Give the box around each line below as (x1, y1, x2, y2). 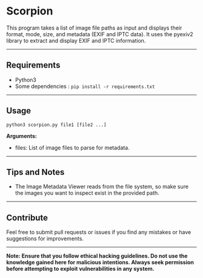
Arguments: (6, 132, 37, 139)
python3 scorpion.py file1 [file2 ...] (6, 122, 107, 128)
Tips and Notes (6, 167, 65, 177)
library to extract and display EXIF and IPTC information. (6, 37, 146, 44)
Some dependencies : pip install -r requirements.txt (14, 83, 155, 90)
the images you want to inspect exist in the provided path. (14, 189, 159, 197)
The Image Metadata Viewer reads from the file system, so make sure (14, 183, 189, 191)
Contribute (6, 212, 48, 223)
